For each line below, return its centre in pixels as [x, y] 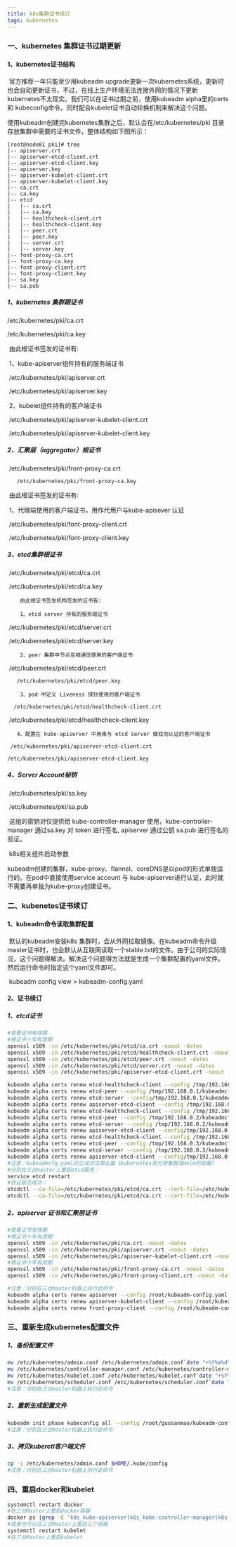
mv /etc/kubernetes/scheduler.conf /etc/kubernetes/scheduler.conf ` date [116, 1383]
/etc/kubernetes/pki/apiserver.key [58, 391]
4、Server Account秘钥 [42, 775]
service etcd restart [39, 1176]
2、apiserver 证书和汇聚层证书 [52, 1213]
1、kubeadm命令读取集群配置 [50, 924]
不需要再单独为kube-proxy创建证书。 [61, 886]
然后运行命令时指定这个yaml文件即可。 [64, 967]
